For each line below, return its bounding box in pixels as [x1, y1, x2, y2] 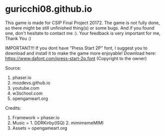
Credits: [5, 105, 21, 111]
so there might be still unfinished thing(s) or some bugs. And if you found [5, 25, 155, 31]
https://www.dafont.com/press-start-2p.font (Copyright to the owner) [5, 55, 147, 61]
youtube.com [12, 85, 40, 91]
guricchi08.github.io [5, 3, 93, 15]
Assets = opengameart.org [12, 125, 67, 131]
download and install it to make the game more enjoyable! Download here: [5, 50, 157, 56]
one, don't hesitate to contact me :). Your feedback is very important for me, [5, 30, 161, 36]
